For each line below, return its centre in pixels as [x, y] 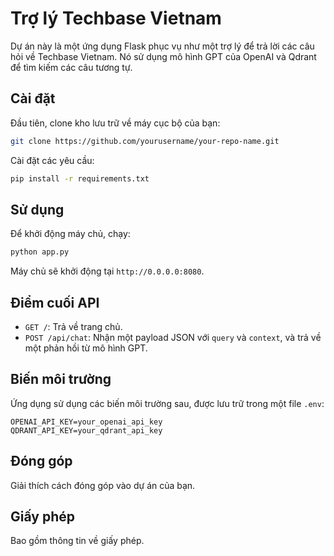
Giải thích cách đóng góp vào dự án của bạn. [103, 485]
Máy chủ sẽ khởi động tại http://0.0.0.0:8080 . [107, 271]
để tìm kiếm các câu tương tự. [71, 67]
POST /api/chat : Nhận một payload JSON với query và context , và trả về [173, 337]
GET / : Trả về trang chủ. [73, 326]
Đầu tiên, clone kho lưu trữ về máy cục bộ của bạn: [115, 123]
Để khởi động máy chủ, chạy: [70, 234]
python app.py [40, 252]
